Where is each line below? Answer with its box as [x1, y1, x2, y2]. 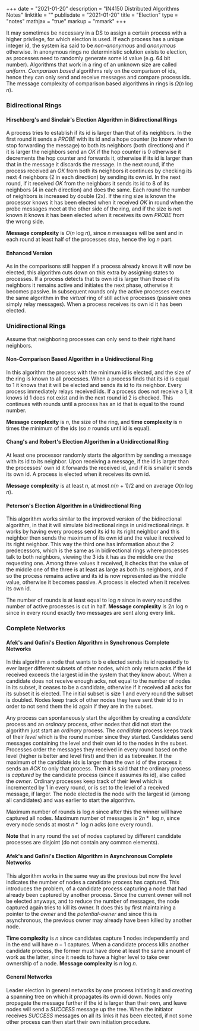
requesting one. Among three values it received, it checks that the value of [6, 560, 189, 567]
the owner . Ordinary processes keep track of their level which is [6, 778, 163, 785]
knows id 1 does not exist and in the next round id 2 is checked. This [6, 394, 173, 401]
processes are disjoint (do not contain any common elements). [6, 839, 159, 846]
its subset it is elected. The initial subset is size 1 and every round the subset [6, 690, 194, 697]
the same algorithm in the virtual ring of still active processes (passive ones [6, 295, 191, 302]
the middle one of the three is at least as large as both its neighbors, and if [6, 566, 188, 573]
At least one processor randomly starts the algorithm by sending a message [6, 451, 192, 459]
